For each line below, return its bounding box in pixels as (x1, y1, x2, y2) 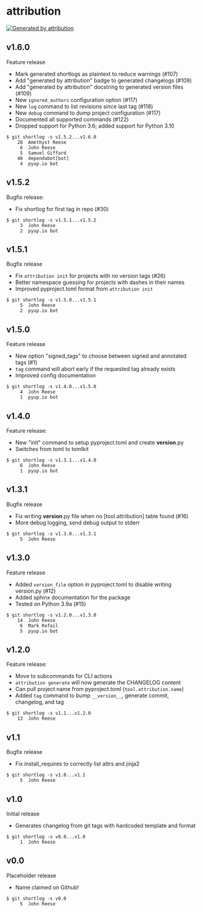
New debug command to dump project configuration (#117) (15, 109, 161, 117)
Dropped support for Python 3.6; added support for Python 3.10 (15, 122, 175, 129)
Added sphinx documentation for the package (15, 593, 131, 601)
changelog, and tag (15, 698, 64, 706)
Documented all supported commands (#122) (15, 115, 129, 123)
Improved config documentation (15, 372, 96, 379)
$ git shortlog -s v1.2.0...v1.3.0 (6, 612, 97, 618)
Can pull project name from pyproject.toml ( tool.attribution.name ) (15, 686, 184, 693)
